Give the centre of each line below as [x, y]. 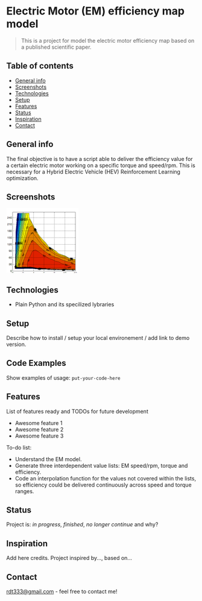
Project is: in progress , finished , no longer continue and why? [82, 524]
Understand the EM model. [48, 459]
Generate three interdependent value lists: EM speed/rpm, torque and [101, 465]
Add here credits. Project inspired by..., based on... [69, 558]
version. [16, 344]
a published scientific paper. [56, 47]
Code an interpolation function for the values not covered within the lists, [106, 478]
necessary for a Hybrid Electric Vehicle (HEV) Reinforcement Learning [93, 171]
